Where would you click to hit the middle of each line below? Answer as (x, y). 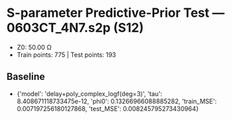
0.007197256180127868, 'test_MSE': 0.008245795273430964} (108, 108)
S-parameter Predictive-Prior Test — (116, 13)
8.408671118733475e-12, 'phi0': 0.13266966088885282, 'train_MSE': (117, 101)
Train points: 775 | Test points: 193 (66, 55)
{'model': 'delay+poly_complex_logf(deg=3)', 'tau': (89, 93)
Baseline (26, 77)
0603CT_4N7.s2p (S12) (75, 28)
